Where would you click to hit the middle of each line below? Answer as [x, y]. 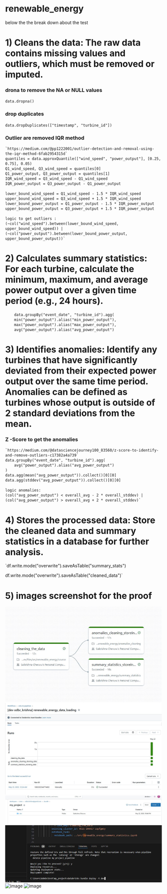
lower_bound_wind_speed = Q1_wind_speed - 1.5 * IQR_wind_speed [73, 194]
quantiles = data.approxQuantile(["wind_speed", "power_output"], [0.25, [83, 159]
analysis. [24, 552]
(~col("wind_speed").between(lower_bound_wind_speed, [62, 224]
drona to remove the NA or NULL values [54, 90]
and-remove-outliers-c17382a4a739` [42, 455]
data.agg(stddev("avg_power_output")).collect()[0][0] [63, 480]
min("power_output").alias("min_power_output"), [65, 320]
